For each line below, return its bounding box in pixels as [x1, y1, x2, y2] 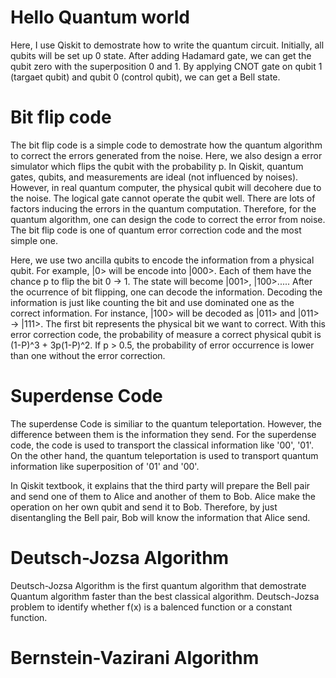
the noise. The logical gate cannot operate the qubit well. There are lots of [10, 192, 316, 204]
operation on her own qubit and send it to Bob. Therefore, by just [10, 501, 278, 513]
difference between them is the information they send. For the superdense [10, 428, 317, 440]
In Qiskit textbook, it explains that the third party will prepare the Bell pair [10, 479, 311, 491]
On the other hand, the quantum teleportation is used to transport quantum [10, 449, 319, 461]
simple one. [10, 234, 58, 246]
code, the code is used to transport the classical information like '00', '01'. [10, 439, 314, 451]
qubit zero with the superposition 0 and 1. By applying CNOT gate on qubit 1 [10, 60, 323, 72]
